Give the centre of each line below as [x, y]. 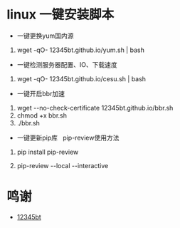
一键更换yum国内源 [45, 36]
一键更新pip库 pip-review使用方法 [68, 138]
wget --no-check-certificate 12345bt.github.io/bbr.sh [95, 108]
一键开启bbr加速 [41, 93]
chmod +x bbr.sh [42, 115]
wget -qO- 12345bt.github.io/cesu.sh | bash [81, 78]
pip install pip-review [48, 152]
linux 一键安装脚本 [60, 15]
